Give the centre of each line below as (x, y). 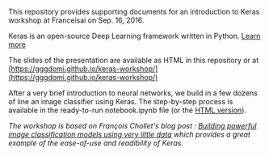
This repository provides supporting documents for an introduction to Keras (134, 12)
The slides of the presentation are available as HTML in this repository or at (134, 60)
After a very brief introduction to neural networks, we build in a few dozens (133, 93)
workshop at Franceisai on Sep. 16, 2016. (76, 20)
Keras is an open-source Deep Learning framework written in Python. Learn (134, 36)
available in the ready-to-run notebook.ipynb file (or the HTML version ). (128, 110)
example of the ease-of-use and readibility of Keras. (96, 143)
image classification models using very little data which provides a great (129, 134)
